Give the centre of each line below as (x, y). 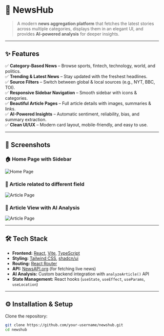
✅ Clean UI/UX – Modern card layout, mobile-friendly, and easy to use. (76, 125)
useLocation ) (25, 284)
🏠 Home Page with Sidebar (38, 159)
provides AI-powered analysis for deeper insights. (68, 34)
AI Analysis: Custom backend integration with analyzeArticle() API (81, 274)
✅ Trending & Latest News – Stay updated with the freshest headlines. (76, 76)
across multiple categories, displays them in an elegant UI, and (80, 28)
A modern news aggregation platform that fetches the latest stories (85, 23)
